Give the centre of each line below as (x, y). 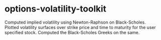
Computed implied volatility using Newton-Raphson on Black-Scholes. (75, 22)
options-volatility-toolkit (56, 9)
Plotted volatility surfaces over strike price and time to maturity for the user (80, 27)
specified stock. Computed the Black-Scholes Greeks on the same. (72, 32)
